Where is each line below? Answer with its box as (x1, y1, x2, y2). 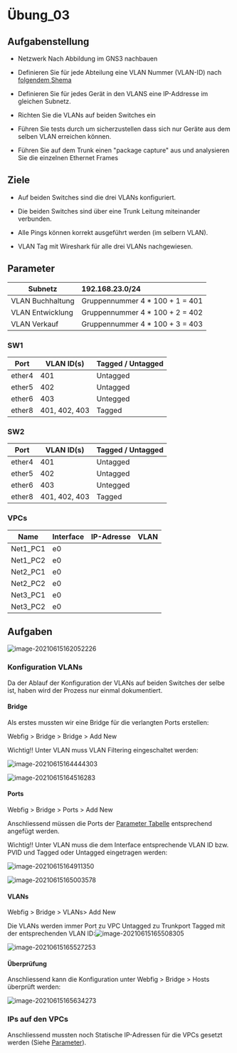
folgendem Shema (17, 75, 72, 84)
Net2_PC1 (11, 567, 46, 577)
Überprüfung (7, 959, 48, 968)
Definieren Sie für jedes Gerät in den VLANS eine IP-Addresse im (17, 90, 209, 98)
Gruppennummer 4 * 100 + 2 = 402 (81, 307, 203, 317)
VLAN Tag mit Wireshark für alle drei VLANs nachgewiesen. (17, 242, 194, 251)
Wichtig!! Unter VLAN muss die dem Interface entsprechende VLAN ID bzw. (7, 841, 229, 849)
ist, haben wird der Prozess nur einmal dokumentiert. (7, 686, 163, 694)
